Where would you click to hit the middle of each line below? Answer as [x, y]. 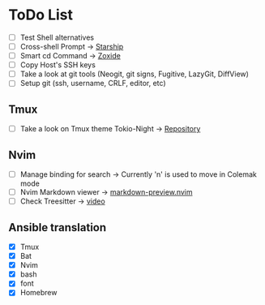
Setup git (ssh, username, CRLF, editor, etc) [93, 84]
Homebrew [38, 293]
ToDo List [41, 15]
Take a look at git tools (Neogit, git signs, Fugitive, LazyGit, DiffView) [135, 74]
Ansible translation [58, 228]
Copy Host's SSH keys [58, 65]
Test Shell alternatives [57, 37]
